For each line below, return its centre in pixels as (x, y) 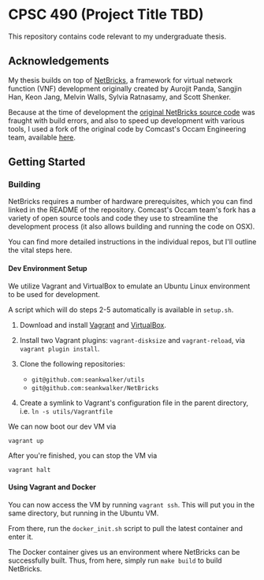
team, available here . (42, 137)
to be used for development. (54, 294)
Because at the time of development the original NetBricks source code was (132, 112)
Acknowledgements (59, 61)
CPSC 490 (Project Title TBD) (106, 15)
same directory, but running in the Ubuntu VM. (84, 513)
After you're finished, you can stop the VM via (83, 455)
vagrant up (26, 441)
